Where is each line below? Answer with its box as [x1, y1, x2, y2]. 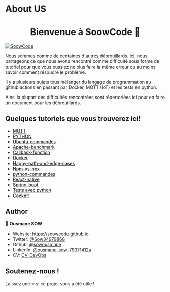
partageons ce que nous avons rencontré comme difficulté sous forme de [5, 58, 160, 64]
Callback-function [12, 149, 51, 155]
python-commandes [12, 171, 56, 177]
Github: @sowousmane [12, 241, 62, 247]
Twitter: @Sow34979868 [12, 236, 65, 242]
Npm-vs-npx [12, 166, 40, 172]
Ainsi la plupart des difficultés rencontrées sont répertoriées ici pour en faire [5, 94, 165, 101]
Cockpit [12, 192, 29, 199]
